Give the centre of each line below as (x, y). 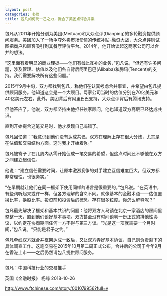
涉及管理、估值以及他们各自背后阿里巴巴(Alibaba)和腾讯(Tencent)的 (83, 69)
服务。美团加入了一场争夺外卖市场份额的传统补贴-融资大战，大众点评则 (82, 40)
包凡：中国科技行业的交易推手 (36, 268)
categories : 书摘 (22, 14)
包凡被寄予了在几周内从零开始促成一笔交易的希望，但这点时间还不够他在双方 (83, 154)
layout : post (19, 10)
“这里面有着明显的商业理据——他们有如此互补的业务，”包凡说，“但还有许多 (81, 63)
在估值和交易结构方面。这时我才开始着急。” (49, 143)
